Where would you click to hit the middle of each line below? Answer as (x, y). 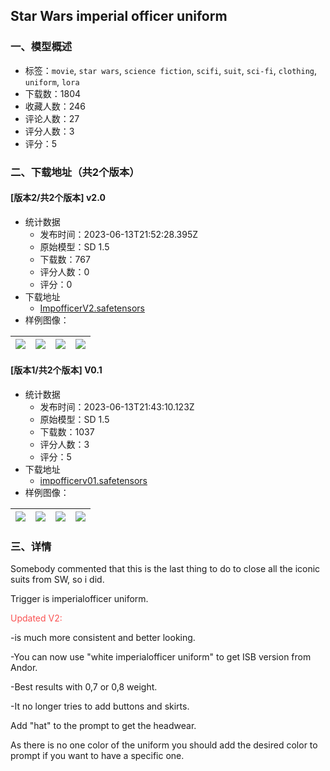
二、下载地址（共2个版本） (75, 172)
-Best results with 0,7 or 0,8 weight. (84, 687)
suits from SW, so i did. (57, 580)
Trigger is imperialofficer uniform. (79, 599)
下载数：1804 (53, 93)
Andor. (24, 668)
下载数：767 (65, 259)
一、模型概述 (41, 47)
